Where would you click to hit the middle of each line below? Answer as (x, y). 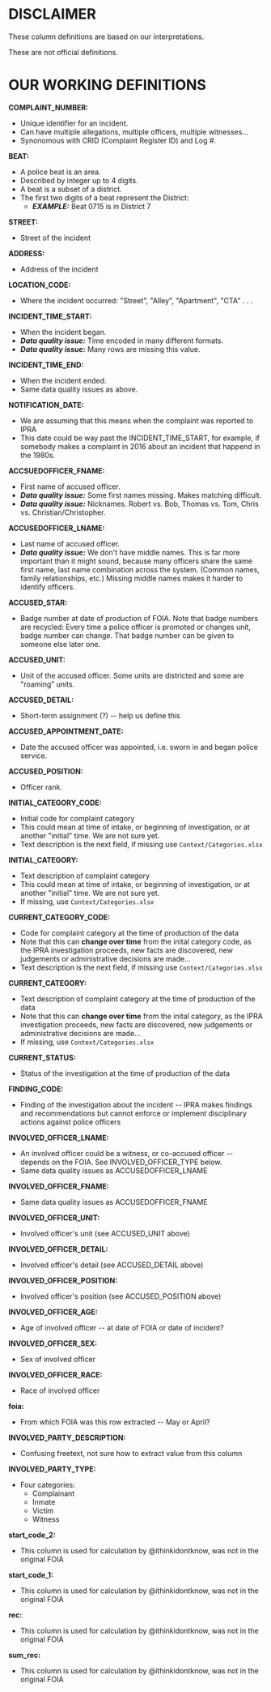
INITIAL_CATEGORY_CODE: (55, 803)
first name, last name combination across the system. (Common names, (140, 569)
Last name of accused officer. (70, 543)
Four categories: (47, 1484)
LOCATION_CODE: (40, 285)
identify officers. (47, 587)
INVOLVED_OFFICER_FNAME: (59, 1186)
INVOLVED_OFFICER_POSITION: (63, 1280)
